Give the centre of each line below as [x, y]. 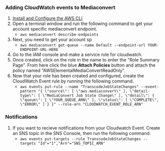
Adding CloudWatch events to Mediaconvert [60, 7]
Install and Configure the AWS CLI [47, 18]
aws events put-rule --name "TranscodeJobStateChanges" [79, 87]
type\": [28, 96]
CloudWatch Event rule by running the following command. [73, 81]
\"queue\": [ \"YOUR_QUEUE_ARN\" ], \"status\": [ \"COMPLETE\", [89, 100]
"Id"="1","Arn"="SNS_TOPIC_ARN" [71, 143]
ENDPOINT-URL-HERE [39, 50]
